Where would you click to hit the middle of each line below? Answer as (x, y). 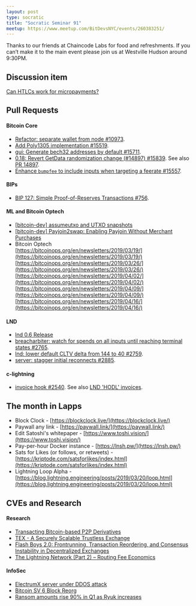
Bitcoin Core (22, 126)
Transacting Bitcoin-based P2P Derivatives (68, 532)
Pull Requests (32, 111)
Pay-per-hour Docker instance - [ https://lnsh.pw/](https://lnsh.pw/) (98, 446)
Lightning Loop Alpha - (43, 472)
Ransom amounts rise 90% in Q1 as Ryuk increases (78, 597)
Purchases (28, 238)
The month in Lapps (44, 406)
